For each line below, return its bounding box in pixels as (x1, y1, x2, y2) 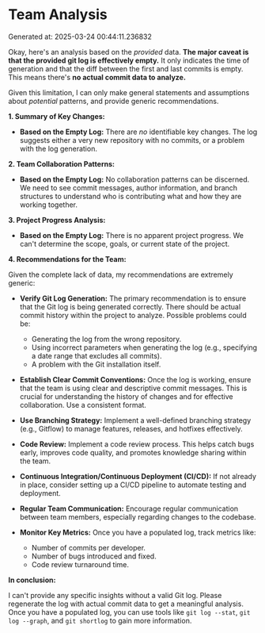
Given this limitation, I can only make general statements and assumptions (8, 87, 250, 97)
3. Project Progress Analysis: (8, 215, 106, 224)
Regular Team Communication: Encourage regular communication (19, 504, 239, 513)
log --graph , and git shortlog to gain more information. (8, 616, 192, 625)
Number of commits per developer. (31, 543, 146, 552)
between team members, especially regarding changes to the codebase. (19, 512, 257, 521)
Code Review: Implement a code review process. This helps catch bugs (19, 439, 255, 449)
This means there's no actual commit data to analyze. (8, 72, 186, 82)
